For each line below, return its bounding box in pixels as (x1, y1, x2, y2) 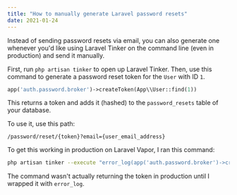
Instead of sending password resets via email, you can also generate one (7, 36, 220, 44)
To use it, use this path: (7, 120, 75, 128)
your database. (7, 106, 51, 115)
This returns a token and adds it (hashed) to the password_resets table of (7, 99, 219, 107)
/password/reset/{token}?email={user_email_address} (7, 133, 166, 141)
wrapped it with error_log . (7, 180, 85, 188)
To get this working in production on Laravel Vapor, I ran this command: (7, 146, 215, 154)
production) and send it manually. (7, 51, 105, 60)
